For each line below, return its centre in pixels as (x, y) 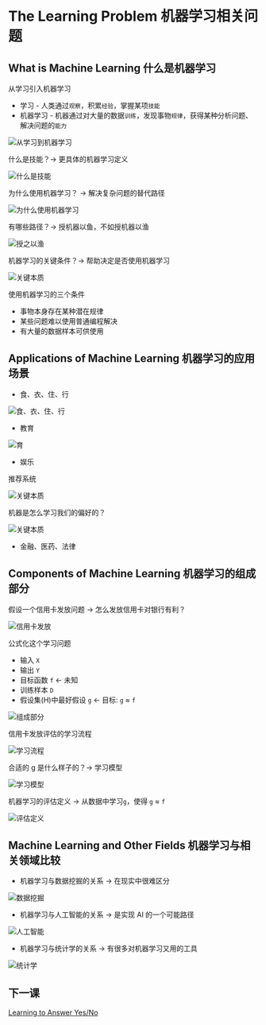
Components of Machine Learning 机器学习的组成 (132, 574)
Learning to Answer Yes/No (53, 1013)
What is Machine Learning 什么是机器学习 (112, 68)
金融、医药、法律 (48, 546)
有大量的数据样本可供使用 (62, 331)
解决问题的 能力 (43, 125)
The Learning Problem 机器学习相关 (126, 16)
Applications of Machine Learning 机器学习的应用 (132, 359)
